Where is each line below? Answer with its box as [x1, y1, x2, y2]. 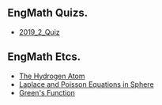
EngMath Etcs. [7, 51, 81, 64]
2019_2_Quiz [18, 27, 60, 36]
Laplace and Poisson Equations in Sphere [18, 79, 155, 89]
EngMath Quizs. [7, 6, 89, 20]
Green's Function [18, 88, 76, 97]
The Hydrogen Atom [18, 71, 85, 81]
